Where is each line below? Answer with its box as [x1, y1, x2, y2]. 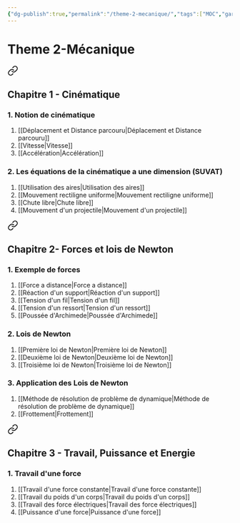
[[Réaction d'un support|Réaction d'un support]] [17, 288, 161, 297]
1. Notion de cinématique [7, 110, 95, 120]
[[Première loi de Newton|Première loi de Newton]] [17, 345, 167, 354]
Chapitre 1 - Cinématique [7, 88, 121, 101]
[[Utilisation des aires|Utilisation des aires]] [17, 183, 145, 191]
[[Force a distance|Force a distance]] [17, 281, 127, 290]
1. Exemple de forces [7, 265, 81, 275]
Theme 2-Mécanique [7, 41, 135, 57]
